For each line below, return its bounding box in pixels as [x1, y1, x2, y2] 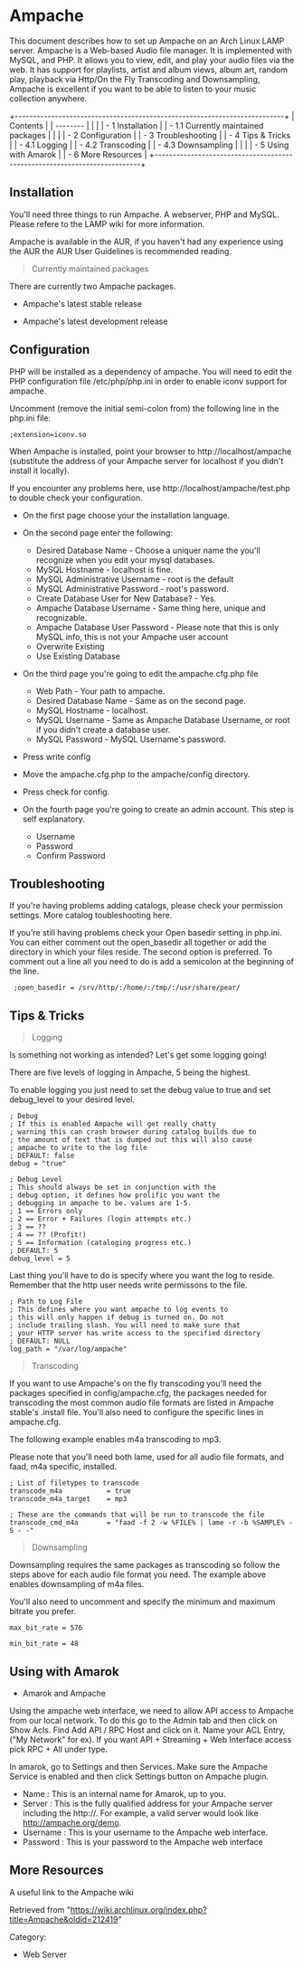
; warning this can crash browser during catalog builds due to [9, 1127, 257, 1136]
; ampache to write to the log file [9, 1144, 147, 1153]
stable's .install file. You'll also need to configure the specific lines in [9, 1407, 264, 1418]
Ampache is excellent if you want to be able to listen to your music [9, 83, 257, 94]
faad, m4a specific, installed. [9, 1461, 118, 1472]
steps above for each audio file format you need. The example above [9, 1569, 267, 1580]
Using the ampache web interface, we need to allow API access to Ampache [9, 1706, 294, 1715]
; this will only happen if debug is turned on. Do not [9, 1313, 224, 1322]
